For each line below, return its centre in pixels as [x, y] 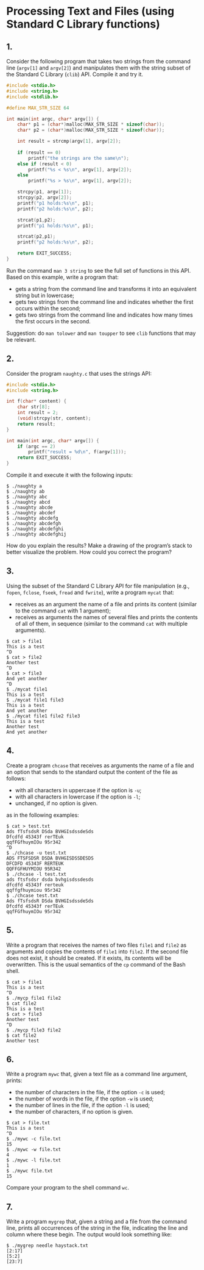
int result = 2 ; [38, 413]
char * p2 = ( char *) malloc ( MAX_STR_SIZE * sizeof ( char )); [91, 130]
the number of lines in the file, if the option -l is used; [83, 1105]
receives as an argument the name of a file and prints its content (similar [106, 604]
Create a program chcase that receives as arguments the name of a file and [100, 765]
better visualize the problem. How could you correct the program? [89, 552]
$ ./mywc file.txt [30, 1171]
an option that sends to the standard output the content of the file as [92, 772]
